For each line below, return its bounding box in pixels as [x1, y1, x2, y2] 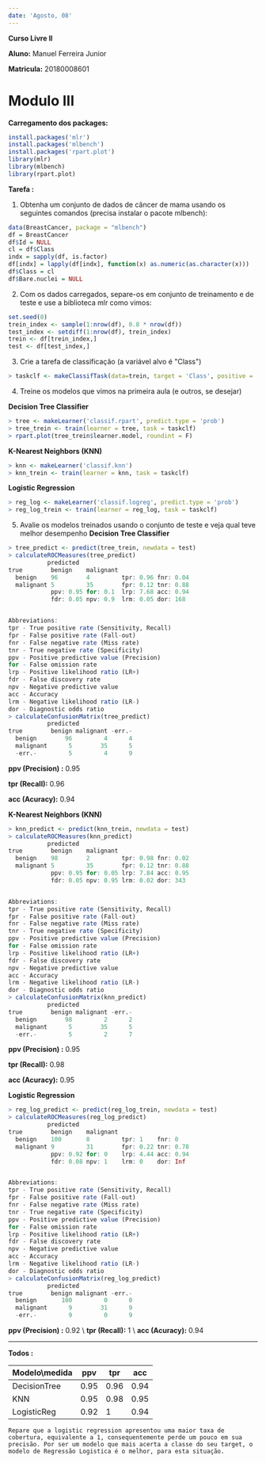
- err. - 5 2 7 [15, 1031, 133, 1038]
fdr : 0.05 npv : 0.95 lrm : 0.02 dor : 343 [50, 876, 186, 884]
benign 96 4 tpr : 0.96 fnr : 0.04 [15, 573, 190, 581]
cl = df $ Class [8, 246, 55, 253]
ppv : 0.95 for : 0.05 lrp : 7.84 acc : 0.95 [50, 869, 190, 878]
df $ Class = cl [8, 268, 55, 276]
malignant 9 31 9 [15, 1304, 133, 1312]
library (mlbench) [8, 163, 66, 171]
